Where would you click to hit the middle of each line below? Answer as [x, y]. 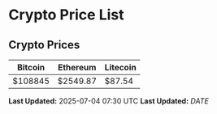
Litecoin [120, 68]
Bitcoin [31, 68]
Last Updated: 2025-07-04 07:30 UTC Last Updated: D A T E [108, 101]
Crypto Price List [66, 15]
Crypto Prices [44, 45]
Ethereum [77, 68]
